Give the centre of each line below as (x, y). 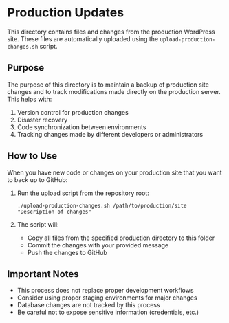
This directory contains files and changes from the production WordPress (111, 32)
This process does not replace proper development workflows (105, 291)
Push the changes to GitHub (67, 252)
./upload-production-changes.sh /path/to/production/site (102, 205)
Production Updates (66, 13)
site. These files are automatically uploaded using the (83, 38)
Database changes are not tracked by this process (88, 305)
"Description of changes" (54, 212)
